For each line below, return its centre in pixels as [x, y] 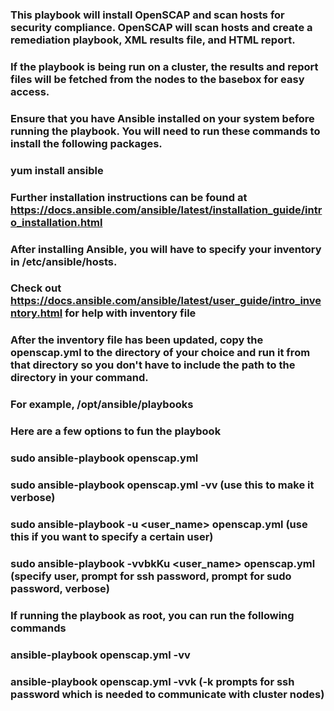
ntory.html [36, 313]
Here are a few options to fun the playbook [116, 431]
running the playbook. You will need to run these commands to [165, 131]
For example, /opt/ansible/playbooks [102, 405]
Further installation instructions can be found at [129, 197]
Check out [36, 288]
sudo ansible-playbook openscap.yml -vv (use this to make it [162, 485]
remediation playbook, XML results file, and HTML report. [153, 40]
